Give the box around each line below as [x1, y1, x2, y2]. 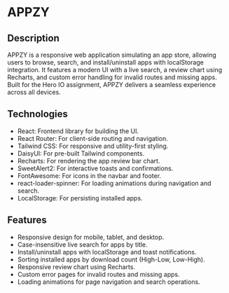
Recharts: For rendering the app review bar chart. [17, 156, 160, 165]
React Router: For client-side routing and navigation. [17, 134, 168, 142]
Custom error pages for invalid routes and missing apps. [17, 270, 180, 278]
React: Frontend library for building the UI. [17, 127, 139, 135]
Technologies [7, 108, 69, 120]
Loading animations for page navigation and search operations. [17, 278, 201, 286]
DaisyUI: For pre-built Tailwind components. [17, 149, 145, 158]
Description [7, 32, 60, 44]
